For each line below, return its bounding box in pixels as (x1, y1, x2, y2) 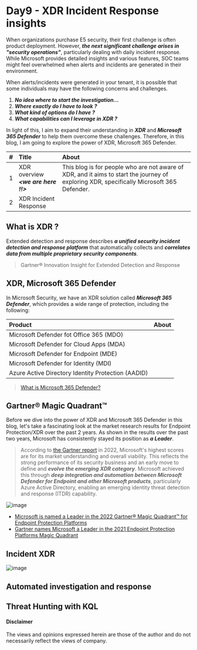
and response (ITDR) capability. (20, 490, 97, 498)
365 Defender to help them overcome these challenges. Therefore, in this (6, 132, 185, 139)
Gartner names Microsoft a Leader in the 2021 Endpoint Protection (14, 525, 175, 533)
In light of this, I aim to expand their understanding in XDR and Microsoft (6, 126, 182, 134)
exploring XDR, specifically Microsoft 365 (62, 178, 177, 186)
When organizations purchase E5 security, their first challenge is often (6, 36, 176, 43)
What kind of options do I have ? (14, 109, 96, 116)
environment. (6, 67, 38, 74)
